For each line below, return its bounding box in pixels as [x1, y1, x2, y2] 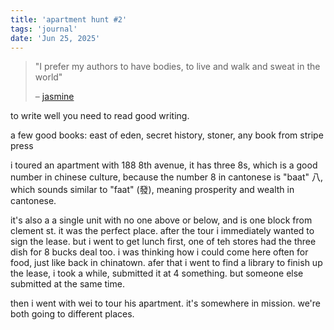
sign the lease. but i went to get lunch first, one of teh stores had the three [10, 236, 317, 248]
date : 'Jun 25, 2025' [10, 33, 101, 43]
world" [34, 71, 63, 83]
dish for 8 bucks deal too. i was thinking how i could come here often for [10, 246, 309, 258]
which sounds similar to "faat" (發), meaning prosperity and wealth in [10, 184, 295, 196]
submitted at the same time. [10, 278, 125, 290]
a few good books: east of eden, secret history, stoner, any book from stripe [10, 129, 324, 141]
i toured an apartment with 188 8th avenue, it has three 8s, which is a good [10, 159, 318, 171]
